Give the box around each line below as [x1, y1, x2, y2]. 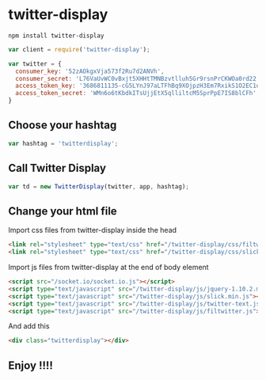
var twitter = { [8, 59, 62, 68]
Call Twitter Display [8, 161, 107, 175]
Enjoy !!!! [8, 359, 54, 372]
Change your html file [8, 204, 117, 218]
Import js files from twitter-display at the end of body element [8, 263, 209, 272]
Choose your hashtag [8, 119, 117, 132]
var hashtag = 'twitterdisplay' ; [8, 139, 119, 147]
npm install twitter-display [8, 32, 104, 40]
